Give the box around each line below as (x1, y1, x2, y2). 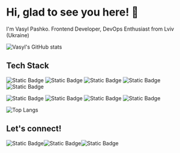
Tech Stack (6, 61, 49, 71)
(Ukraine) (6, 31, 30, 38)
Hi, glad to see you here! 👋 (6, 5, 139, 19)
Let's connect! (6, 124, 62, 134)
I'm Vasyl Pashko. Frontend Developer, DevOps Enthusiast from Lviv (6, 25, 175, 32)
